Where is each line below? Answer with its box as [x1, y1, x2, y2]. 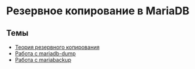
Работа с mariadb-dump [14, 50, 76, 57]
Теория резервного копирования [14, 43, 100, 51]
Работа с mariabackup [14, 57, 72, 63]
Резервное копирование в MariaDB [6, 4, 190, 18]
